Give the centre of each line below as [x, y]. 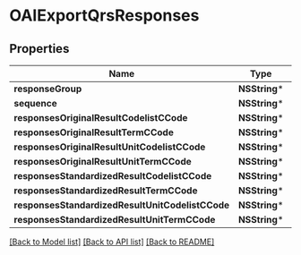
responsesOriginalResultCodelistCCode [101, 118]
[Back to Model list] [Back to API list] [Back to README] [112, 242]
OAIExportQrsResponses [104, 16]
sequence [35, 103]
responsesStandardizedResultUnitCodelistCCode [122, 205]
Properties [39, 49]
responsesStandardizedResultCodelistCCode [113, 176]
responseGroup [48, 89]
